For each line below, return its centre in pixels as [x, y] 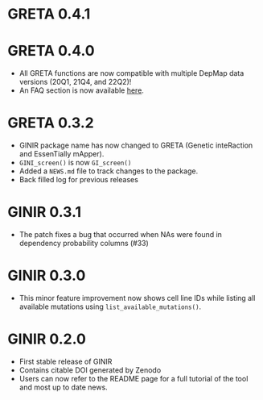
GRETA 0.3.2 [51, 123]
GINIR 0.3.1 [45, 212]
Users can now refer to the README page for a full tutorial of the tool [134, 378]
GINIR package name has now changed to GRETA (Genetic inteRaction [136, 145]
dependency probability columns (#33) [84, 243]
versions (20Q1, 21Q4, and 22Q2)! [75, 82]
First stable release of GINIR [66, 361]
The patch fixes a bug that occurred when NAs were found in [121, 234]
